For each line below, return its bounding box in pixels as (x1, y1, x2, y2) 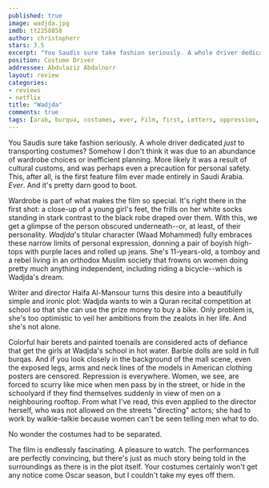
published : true (8, 11, 62, 20)
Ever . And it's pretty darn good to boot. (8, 180, 138, 190)
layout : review (8, 71, 59, 79)
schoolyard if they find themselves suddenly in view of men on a (8, 388, 222, 398)
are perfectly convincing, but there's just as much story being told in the (8, 453, 247, 462)
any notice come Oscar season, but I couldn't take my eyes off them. (8, 470, 236, 480)
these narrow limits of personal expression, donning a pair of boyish (8, 238, 233, 248)
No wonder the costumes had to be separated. (8, 429, 163, 438)
